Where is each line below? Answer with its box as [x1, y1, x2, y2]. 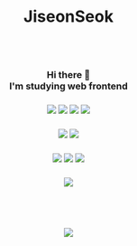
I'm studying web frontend [8, 80, 129, 92]
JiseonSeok [23, 6, 114, 27]
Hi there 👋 [46, 68, 91, 80]
